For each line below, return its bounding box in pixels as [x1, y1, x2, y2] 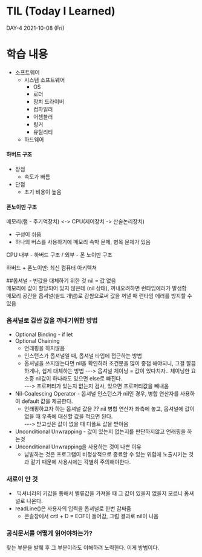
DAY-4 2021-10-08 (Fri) [6, 24, 65, 32]
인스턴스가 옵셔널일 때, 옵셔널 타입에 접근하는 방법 [24, 352, 142, 359]
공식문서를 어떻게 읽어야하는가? [6, 529, 93, 538]
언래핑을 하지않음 [24, 344, 65, 351]
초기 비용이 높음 [24, 188, 62, 195]
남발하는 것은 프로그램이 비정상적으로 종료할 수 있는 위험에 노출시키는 [24, 450, 187, 457]
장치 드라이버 [33, 98, 65, 105]
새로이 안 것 [6, 474, 38, 483]
